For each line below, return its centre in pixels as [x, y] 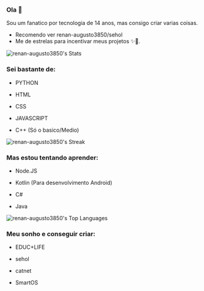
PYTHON [27, 82]
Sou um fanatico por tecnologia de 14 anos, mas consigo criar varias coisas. [102, 23]
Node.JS [26, 171]
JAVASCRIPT [31, 118]
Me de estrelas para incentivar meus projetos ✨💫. [78, 41]
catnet [23, 271]
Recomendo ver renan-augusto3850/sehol [69, 35]
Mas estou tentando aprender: [53, 157]
